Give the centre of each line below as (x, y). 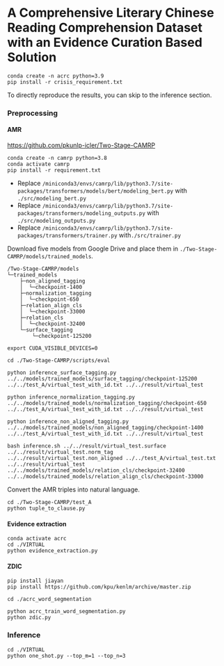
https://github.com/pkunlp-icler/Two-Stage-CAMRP (81, 145)
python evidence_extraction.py (53, 551)
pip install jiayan (35, 581)
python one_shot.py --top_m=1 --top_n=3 (67, 656)
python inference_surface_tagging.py (62, 373)
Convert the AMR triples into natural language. (74, 489)
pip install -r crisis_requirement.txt (65, 82)
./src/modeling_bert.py (52, 199)
